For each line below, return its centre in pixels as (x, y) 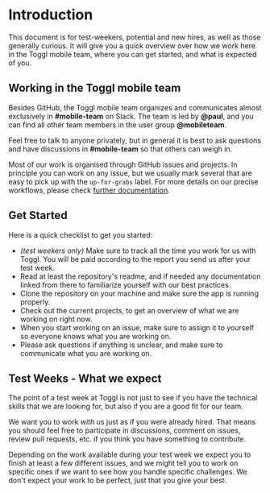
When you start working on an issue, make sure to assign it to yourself (137, 327)
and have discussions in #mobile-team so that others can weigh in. (120, 149)
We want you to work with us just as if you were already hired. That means (132, 422)
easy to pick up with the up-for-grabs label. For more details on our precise (133, 181)
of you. (20, 63)
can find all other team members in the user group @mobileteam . (118, 124)
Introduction (51, 15)
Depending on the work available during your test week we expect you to (130, 455)
